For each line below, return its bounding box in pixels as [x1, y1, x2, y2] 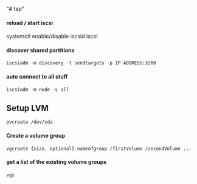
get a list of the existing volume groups [6, 158, 107, 166]
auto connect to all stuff [6, 73, 68, 80]
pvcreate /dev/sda [6, 119, 53, 126]
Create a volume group [6, 132, 66, 140]
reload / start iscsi [6, 19, 54, 26]
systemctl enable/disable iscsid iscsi [6, 33, 98, 40]
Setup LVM [6, 103, 49, 113]
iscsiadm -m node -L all [6, 87, 69, 93]
